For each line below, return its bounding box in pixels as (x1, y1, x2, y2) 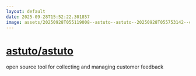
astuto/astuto (6, 44, 74, 57)
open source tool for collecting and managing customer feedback (6, 63, 164, 70)
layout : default (6, 8, 45, 15)
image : (6, 19, 22, 25)
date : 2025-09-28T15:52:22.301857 (6, 14, 90, 20)
